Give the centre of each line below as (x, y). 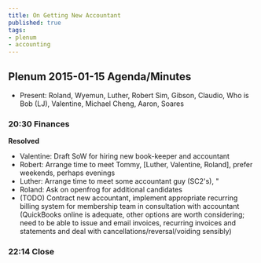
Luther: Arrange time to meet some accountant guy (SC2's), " (119, 181)
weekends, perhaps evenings (67, 173)
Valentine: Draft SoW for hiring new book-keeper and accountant (125, 156)
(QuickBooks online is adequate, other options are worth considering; (132, 215)
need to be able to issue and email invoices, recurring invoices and (128, 223)
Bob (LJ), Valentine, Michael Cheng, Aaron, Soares (102, 104)
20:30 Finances (39, 124)
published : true (35, 23)
